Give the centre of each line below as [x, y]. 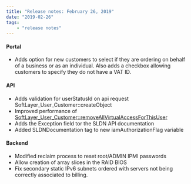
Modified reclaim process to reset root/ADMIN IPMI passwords [90, 156]
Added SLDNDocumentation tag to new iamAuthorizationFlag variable [99, 130]
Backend [17, 143]
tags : [13, 22]
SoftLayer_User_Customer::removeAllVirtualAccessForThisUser [91, 117]
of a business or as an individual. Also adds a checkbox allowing [93, 66]
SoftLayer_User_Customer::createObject [63, 105]
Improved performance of [46, 111]
